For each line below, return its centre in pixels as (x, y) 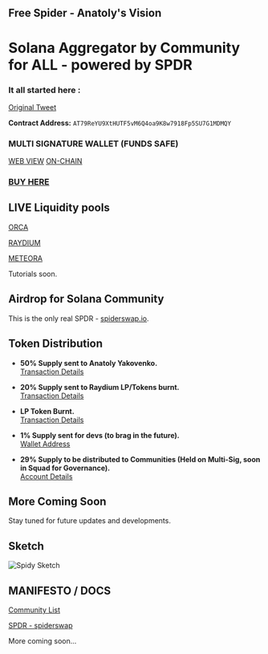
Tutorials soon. (33, 274)
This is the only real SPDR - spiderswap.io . (79, 318)
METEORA (25, 258)
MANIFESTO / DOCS (60, 590)
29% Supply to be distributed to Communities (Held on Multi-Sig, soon (140, 459)
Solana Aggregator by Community (124, 48)
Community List (35, 610)
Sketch (26, 546)
